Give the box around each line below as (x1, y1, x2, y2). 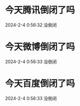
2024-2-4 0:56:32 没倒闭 (5, 22, 57, 28)
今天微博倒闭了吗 (5, 41, 76, 53)
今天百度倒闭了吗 (5, 78, 76, 90)
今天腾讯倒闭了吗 (5, 4, 76, 16)
